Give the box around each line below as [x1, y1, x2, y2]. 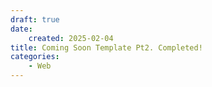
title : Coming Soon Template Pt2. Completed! [10, 42, 203, 53]
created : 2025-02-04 [28, 33, 114, 43]
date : [10, 24, 33, 34]
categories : [10, 52, 60, 62]
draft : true [10, 14, 60, 25]
